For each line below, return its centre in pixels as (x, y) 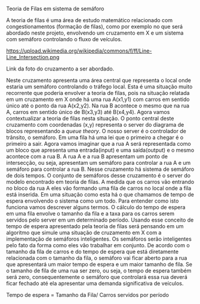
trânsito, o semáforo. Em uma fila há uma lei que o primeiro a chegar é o (95, 137)
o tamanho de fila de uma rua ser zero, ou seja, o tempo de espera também (99, 271)
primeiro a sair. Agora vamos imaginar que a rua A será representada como (99, 144)
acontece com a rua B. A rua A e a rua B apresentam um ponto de (87, 156)
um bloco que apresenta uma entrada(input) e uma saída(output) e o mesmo (100, 150)
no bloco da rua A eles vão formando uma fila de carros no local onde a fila (99, 188)
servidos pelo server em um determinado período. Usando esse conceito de (100, 220)
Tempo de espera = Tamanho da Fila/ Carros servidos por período (87, 295)
